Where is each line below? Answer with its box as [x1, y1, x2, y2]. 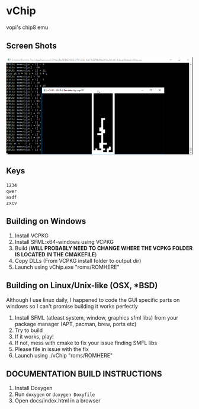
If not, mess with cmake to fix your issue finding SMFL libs [14, 339, 158, 346]
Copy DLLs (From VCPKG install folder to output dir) [14, 257, 142, 264]
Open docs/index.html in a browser [14, 397, 101, 404]
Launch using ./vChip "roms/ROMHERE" [14, 352, 113, 359]
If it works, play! [14, 333, 54, 340]
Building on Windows [6, 216, 86, 226]
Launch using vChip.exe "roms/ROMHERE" [14, 263, 120, 270]
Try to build [14, 327, 43, 334]
